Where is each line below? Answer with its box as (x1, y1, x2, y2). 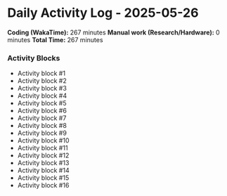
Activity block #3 (17, 84, 67, 93)
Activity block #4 (17, 91, 67, 100)
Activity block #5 (17, 99, 67, 107)
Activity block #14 (17, 166, 70, 175)
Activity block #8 (17, 122, 67, 130)
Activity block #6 (17, 107, 67, 115)
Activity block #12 (17, 151, 70, 159)
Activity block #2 (17, 77, 67, 85)
